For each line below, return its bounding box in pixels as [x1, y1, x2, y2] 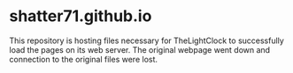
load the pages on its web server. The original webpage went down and [9, 44, 271, 55]
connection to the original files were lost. [9, 54, 158, 64]
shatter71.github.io [9, 6, 152, 26]
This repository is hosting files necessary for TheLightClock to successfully [9, 35, 285, 46]
